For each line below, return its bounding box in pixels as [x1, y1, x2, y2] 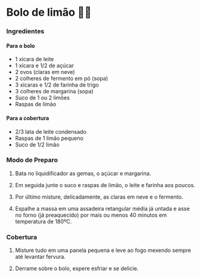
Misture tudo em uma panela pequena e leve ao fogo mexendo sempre [14, 247, 191, 254]
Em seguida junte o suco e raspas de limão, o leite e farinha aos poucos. [14, 181, 196, 188]
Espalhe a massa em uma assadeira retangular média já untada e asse [14, 205, 190, 212]
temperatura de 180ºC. [14, 217, 72, 225]
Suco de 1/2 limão [14, 141, 60, 148]
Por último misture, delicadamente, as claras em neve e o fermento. [14, 193, 183, 200]
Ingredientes [6, 27, 45, 36]
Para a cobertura [6, 114, 49, 122]
